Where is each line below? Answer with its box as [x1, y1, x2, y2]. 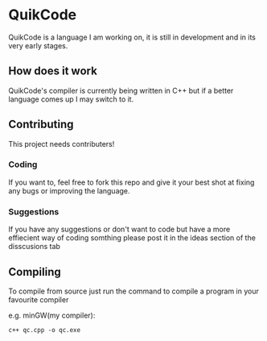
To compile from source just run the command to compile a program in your [8, 286, 259, 296]
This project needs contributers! [8, 139, 115, 148]
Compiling [8, 264, 62, 279]
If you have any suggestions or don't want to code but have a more [8, 224, 231, 235]
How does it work [8, 64, 98, 78]
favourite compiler [8, 294, 69, 304]
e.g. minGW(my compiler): [8, 310, 96, 320]
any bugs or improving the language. [8, 185, 130, 195]
